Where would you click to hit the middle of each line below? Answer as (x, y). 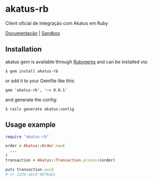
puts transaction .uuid (29, 169)
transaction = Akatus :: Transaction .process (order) (60, 160)
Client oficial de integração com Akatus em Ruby (57, 23)
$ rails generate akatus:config (40, 109)
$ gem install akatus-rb (32, 71)
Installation (24, 49)
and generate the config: (31, 99)
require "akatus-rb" (27, 137)
